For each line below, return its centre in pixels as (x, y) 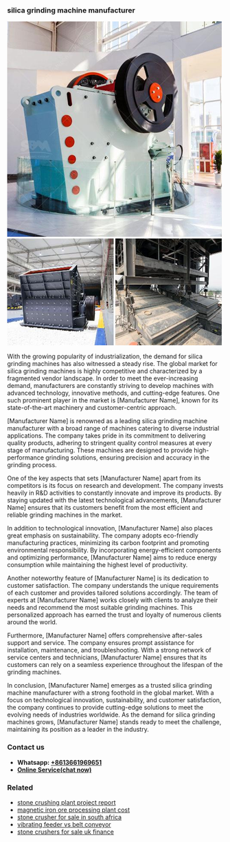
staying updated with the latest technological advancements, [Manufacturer (114, 500)
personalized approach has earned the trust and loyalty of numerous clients (114, 615)
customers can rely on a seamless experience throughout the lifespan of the (115, 665)
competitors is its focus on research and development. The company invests (115, 486)
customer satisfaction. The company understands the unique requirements (113, 586)
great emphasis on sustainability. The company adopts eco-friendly (103, 535)
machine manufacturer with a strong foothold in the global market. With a (111, 693)
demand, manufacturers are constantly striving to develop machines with (111, 386)
